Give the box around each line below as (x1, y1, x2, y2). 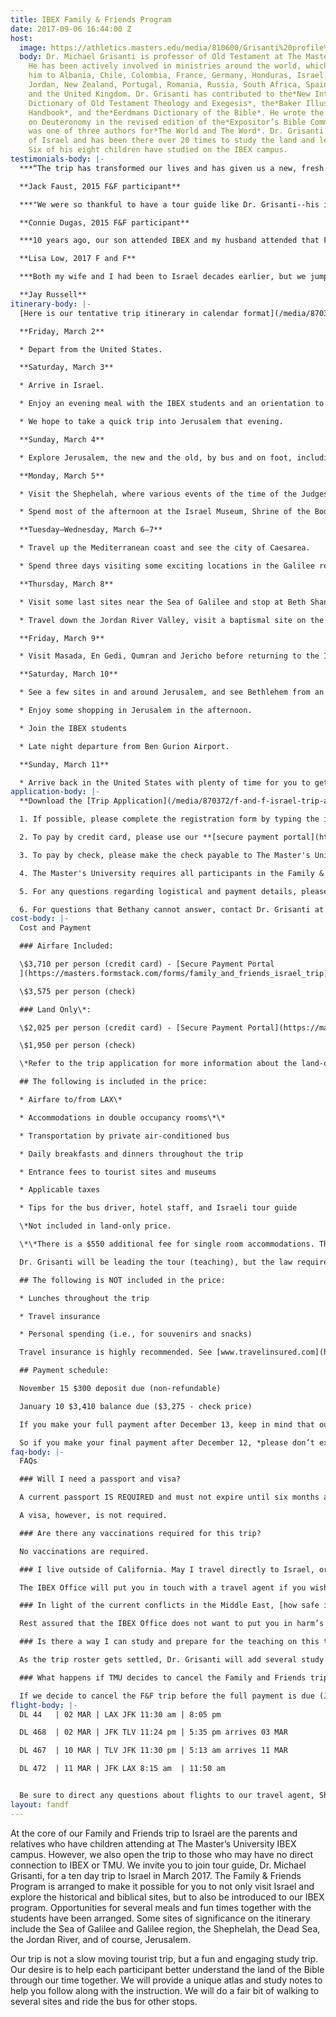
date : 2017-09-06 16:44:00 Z (10, 24, 132, 34)
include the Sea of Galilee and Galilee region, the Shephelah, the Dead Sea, (10, 1922, 321, 1935)
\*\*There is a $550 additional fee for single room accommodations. (19, 1239, 315, 1249)
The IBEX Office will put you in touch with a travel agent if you (19, 1582, 307, 1593)
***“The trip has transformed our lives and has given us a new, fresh (19, 163, 325, 173)
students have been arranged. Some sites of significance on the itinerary (10, 1912, 311, 1924)
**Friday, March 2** (19, 326, 105, 336)
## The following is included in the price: (19, 1077, 208, 1087)
